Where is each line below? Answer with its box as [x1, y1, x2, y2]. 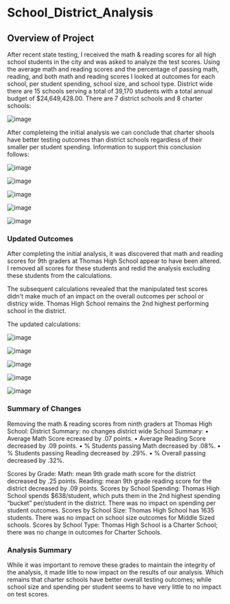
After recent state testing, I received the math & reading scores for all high [7, 50, 216, 58]
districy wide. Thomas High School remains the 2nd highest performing [7, 299, 209, 308]
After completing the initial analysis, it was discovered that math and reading [7, 250, 223, 258]
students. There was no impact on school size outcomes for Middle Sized [7, 513, 215, 521]
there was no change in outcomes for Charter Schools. [7, 528, 163, 536]
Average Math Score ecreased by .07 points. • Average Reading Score [7, 434, 206, 442]
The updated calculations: [7, 320, 81, 328]
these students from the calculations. [7, 272, 113, 280]
